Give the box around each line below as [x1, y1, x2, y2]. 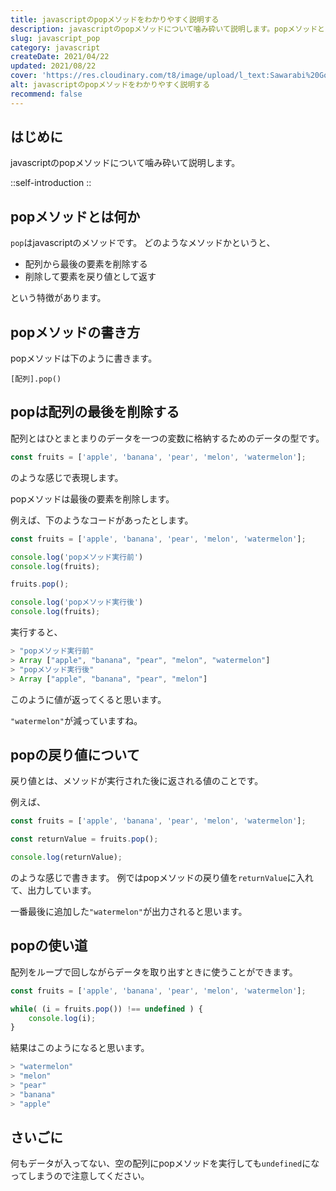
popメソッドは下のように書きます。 [10, 352, 158, 365]
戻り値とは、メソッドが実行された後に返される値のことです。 [10, 775, 264, 787]
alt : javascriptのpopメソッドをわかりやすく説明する [10, 80, 211, 90]
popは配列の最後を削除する [10, 404, 180, 421]
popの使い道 [10, 937, 88, 955]
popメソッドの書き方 [10, 324, 141, 341]
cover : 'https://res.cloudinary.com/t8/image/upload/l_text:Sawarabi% [10, 71, 311, 81]
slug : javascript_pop [10, 33, 101, 43]
